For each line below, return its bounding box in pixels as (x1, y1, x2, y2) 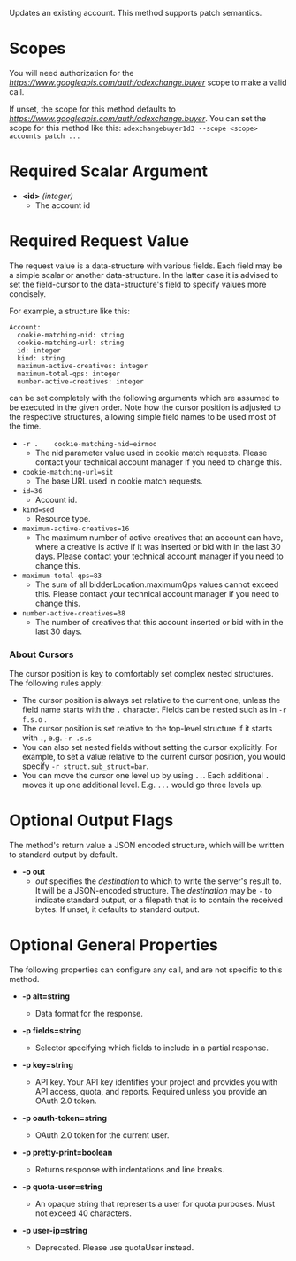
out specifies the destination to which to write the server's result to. (34, 876, 282, 886)
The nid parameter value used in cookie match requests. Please (34, 447, 268, 458)
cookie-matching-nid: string (17, 330, 125, 339)
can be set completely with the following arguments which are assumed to (9, 392, 280, 403)
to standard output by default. (9, 849, 118, 860)
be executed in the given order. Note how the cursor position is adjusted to (9, 402, 281, 413)
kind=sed (21, 505, 55, 514)
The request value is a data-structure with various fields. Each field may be (9, 260, 283, 271)
